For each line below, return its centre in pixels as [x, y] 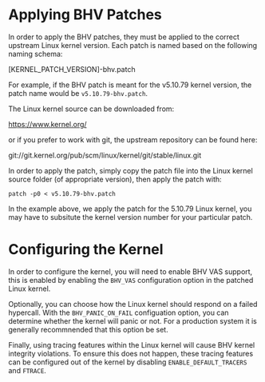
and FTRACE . [27, 370]
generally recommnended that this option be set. [89, 329]
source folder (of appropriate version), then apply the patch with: [115, 179]
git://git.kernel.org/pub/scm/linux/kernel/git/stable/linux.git [105, 155]
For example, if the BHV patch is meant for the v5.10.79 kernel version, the [130, 85]
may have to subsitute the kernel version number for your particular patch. [131, 217]
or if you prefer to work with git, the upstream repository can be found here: [133, 139]
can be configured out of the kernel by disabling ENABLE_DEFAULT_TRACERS [128, 362]
